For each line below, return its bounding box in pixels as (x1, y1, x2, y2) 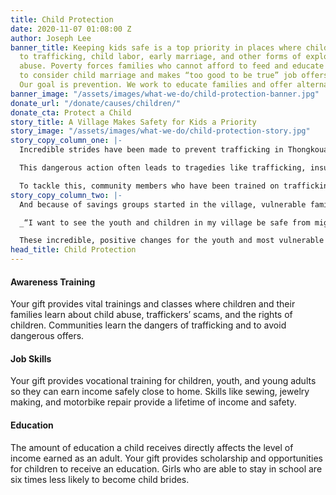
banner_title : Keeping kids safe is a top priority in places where (10, 42, 302, 53)
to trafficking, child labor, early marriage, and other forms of (19, 52, 302, 62)
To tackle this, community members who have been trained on (19, 181, 280, 191)
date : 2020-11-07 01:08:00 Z (10, 24, 132, 34)
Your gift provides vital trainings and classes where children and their (10, 298, 296, 310)
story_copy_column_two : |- (10, 190, 123, 200)
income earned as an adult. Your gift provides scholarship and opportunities (10, 452, 323, 464)
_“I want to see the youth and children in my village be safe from (19, 217, 311, 228)
